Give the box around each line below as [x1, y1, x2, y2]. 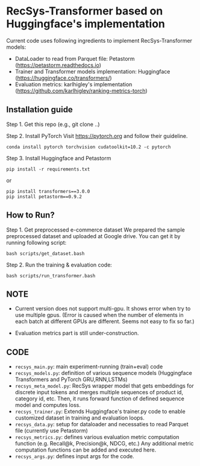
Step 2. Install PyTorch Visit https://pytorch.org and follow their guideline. [6, 132, 188, 139]
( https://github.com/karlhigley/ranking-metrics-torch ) [14, 87, 148, 94]
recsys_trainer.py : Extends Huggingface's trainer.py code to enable [14, 408, 186, 415]
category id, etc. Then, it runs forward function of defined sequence [14, 395, 185, 402]
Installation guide [6, 104, 73, 115]
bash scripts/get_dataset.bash [6, 250, 85, 257]
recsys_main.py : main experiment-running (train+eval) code [14, 363, 163, 370]
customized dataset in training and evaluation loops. [14, 414, 145, 421]
